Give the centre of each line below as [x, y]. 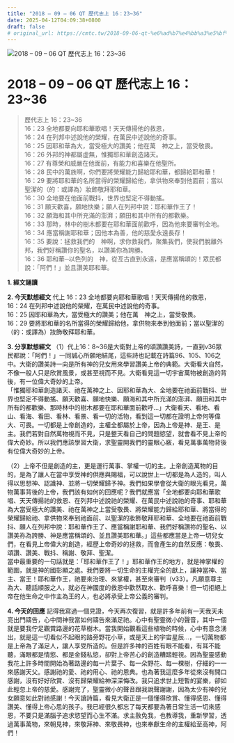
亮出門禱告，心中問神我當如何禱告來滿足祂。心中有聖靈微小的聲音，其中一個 [117, 620]
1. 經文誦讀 [23, 282]
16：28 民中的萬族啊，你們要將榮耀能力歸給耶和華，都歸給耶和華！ [120, 172]
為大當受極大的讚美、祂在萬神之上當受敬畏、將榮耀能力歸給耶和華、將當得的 [117, 509]
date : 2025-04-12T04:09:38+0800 [54, 20]
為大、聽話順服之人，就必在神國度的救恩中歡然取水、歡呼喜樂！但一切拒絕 [114, 588]
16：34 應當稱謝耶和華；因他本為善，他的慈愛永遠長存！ [105, 233]
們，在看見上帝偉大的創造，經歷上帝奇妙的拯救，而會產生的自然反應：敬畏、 [117, 544]
